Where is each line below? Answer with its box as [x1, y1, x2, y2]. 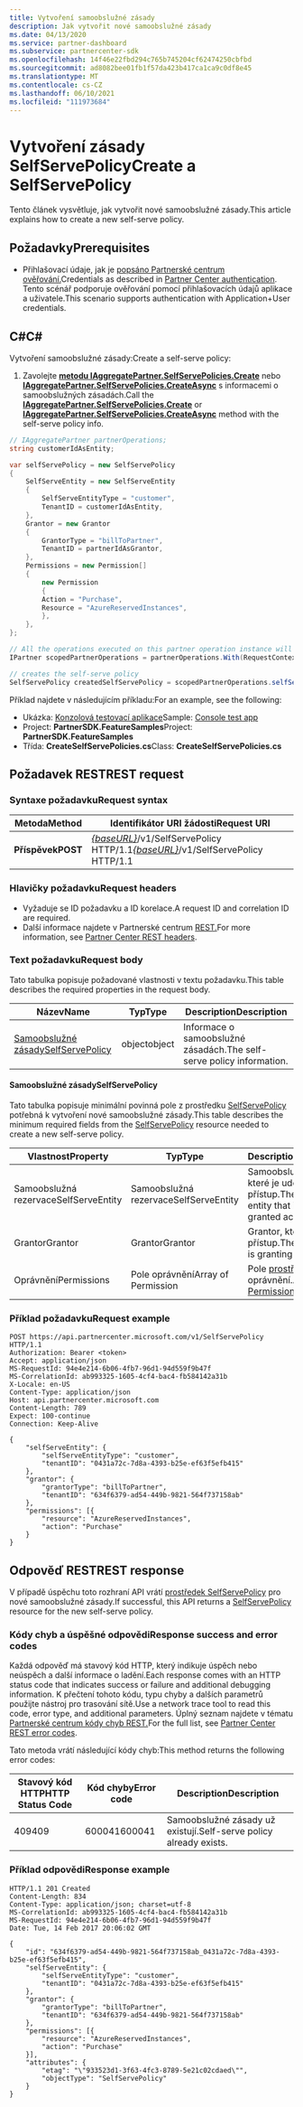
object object [121, 1037, 175, 1050]
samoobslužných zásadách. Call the [22, 389, 155, 400]
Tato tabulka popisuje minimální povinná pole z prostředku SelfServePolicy [9, 1100, 287, 1111]
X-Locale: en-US [9, 1380, 70, 1390]
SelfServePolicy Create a [9, 155, 197, 176]
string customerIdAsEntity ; [9, 444, 115, 453]
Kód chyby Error [87, 1782, 156, 1794]
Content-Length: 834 [9, 1892, 87, 1901]
